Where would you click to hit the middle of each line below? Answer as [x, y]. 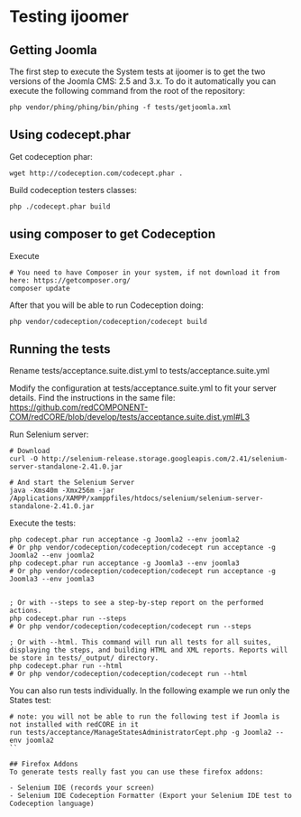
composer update [40, 288]
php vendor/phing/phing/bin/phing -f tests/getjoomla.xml [120, 107]
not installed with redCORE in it [74, 725]
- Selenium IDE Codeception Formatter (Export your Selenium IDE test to [151, 796]
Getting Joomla [53, 50]
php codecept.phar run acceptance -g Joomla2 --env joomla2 [125, 540]
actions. [26, 611]
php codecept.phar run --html [66, 666]
